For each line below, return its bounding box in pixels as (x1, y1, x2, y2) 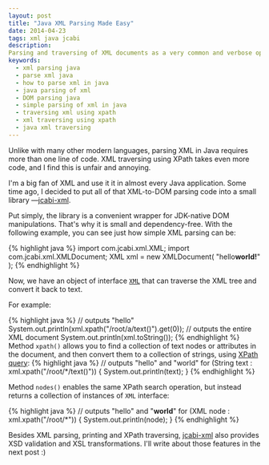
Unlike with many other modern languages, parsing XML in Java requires (8, 145, 248, 155)
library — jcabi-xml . (8, 195, 71, 204)
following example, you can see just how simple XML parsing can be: (8, 228, 236, 237)
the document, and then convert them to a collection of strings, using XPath (8, 350, 259, 359)
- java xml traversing (15, 123, 91, 131)
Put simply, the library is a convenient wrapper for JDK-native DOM (8, 210, 230, 220)
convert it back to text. (8, 284, 82, 293)
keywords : (8, 57, 42, 65)
